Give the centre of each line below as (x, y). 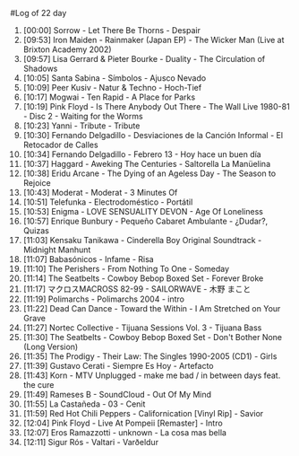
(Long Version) (51, 346)
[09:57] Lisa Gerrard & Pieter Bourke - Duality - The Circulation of (144, 59)
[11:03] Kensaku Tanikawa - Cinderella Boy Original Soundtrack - (142, 240)
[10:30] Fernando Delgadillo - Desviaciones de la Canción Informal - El (153, 135)
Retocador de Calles (60, 145)
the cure (38, 385)
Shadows (40, 68)
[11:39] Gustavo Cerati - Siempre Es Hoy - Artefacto (118, 366)
